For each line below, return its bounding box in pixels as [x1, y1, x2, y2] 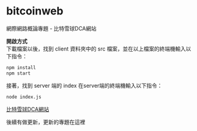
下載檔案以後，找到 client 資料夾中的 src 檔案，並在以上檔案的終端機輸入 [6, 45, 186, 52]
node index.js [6, 94, 42, 100]
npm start [6, 70, 31, 76]
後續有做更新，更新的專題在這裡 [6, 118, 85, 126]
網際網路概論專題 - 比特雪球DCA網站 [6, 25, 97, 32]
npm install [6, 64, 36, 70]
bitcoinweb [6, 4, 64, 18]
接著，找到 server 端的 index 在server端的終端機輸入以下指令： [6, 82, 163, 89]
